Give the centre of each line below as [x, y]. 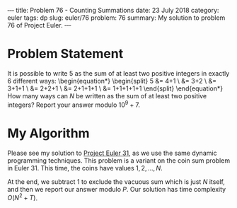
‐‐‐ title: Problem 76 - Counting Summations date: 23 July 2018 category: [113, 10]
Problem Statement [65, 54]
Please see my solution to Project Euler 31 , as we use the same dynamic [112, 153]
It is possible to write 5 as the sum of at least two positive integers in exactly [118, 73]
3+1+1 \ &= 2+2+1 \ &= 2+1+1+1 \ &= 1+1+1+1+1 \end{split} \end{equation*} [115, 88]
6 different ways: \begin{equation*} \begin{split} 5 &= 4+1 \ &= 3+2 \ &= [112, 81]
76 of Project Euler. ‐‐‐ [39, 25]
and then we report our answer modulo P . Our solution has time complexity [117, 189]
